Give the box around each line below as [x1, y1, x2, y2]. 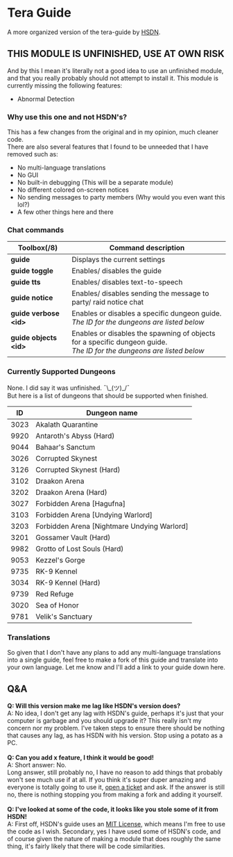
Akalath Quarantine [35, 419, 98, 429]
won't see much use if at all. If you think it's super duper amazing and [7, 775, 206, 783]
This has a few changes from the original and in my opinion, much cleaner [7, 128, 219, 136]
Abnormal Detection [17, 95, 75, 103]
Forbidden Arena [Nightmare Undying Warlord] [35, 521, 189, 531]
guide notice [10, 293, 53, 303]
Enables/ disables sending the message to [71, 288, 209, 298]
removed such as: [7, 150, 59, 158]
